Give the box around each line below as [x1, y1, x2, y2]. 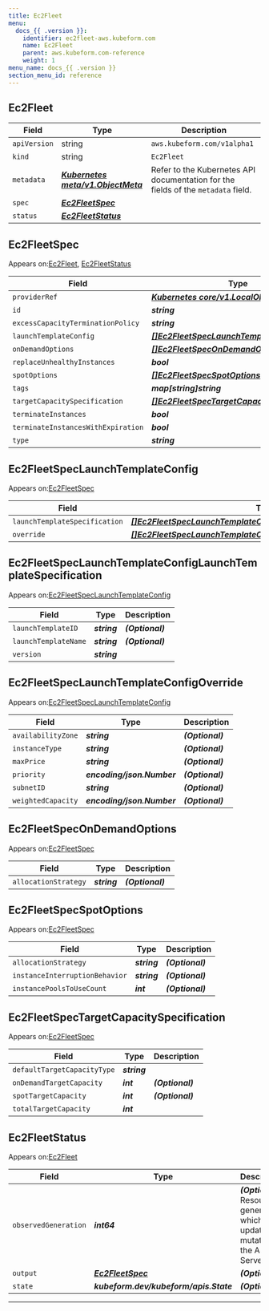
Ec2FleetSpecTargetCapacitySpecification [8, 1010, 226, 1024]
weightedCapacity [12, 795, 78, 805]
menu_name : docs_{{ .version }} [8, 64, 116, 72]
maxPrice [12, 757, 46, 766]
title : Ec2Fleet [8, 11, 62, 20]
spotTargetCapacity [12, 1091, 86, 1101]
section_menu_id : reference [8, 71, 102, 79]
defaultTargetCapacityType [12, 1066, 115, 1074]
